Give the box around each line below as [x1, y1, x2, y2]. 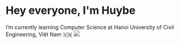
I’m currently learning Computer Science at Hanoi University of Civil [5, 24, 175, 31]
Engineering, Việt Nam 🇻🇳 [5, 31, 73, 38]
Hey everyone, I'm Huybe [5, 4, 136, 17]
